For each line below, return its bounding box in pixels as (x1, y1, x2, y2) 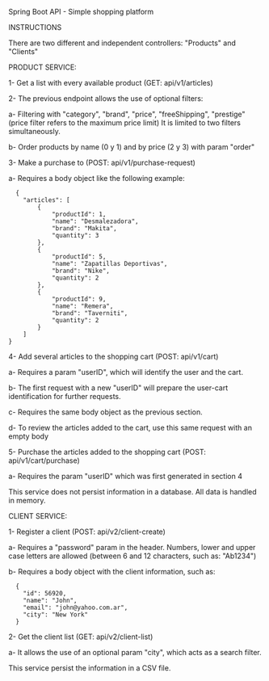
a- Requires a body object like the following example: (8, 174, 185, 183)
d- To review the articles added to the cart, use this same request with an (8, 423, 253, 432)
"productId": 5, (51, 253, 107, 261)
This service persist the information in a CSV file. (8, 663, 171, 673)
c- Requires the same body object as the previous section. (8, 407, 204, 417)
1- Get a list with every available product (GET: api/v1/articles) (8, 78, 214, 87)
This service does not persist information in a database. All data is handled (8, 487, 257, 496)
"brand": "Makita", (51, 225, 117, 233)
